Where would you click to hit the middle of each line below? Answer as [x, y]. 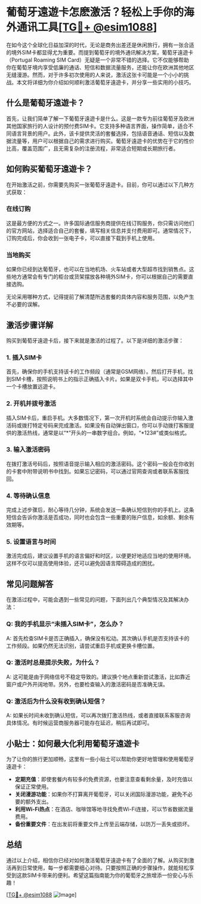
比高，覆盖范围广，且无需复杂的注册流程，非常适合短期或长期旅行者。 [92, 148]
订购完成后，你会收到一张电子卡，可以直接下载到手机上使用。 [82, 238]
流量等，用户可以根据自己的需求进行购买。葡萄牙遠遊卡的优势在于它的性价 [103, 141]
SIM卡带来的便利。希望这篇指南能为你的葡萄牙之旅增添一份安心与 [107, 875]
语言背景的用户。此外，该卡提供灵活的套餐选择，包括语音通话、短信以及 [100, 133]
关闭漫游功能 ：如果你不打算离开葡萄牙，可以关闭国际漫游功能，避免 [98, 794]
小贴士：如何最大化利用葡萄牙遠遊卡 [73, 743]
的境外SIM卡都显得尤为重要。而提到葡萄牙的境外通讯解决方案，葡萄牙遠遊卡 [100, 52]
